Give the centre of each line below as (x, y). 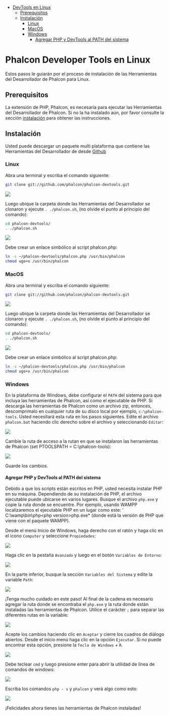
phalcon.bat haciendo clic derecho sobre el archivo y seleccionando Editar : (84, 422)
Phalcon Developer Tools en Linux (78, 60)
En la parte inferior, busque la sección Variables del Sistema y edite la (79, 574)
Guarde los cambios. (27, 466)
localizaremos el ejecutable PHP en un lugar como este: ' (65, 510)
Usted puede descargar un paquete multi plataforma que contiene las (77, 146)
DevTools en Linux (32, 7)
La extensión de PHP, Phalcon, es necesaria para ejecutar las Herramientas (84, 107)
